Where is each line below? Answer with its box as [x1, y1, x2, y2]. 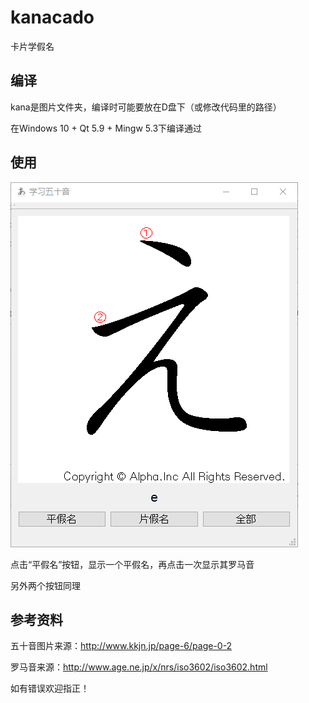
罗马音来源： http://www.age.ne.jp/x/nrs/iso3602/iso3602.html [10, 661, 268, 673]
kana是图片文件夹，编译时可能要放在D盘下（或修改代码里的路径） [10, 101, 282, 113]
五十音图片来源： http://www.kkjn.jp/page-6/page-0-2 [10, 640, 233, 652]
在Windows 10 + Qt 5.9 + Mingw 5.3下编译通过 [10, 122, 203, 134]
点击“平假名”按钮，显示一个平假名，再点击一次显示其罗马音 [10, 558, 255, 570]
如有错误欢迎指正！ [10, 682, 90, 695]
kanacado [10, 6, 95, 29]
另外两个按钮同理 [10, 579, 81, 591]
